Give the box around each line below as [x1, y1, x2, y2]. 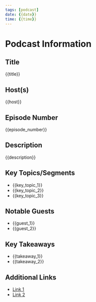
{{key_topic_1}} [12, 182, 43, 188]
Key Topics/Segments [5, 169, 76, 177]
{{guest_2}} [12, 226, 36, 232]
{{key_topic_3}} [12, 193, 44, 199]
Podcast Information [5, 38, 92, 49]
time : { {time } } [5, 16, 37, 21]
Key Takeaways [5, 240, 55, 249]
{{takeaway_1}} [12, 253, 43, 260]
